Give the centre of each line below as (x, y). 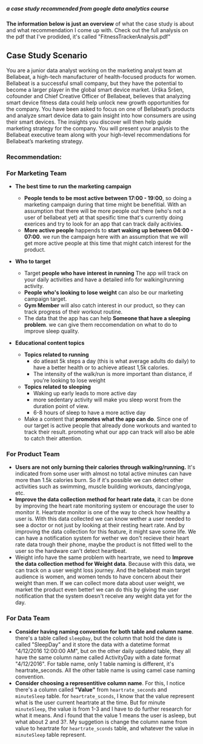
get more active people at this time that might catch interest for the (108, 243)
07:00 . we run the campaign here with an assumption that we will (106, 237)
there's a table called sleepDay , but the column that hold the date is (98, 638)
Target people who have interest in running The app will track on (106, 273)
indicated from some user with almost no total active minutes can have (103, 474)
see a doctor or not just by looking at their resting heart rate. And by (100, 525)
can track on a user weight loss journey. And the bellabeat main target (102, 571)
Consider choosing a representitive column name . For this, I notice (100, 683)
